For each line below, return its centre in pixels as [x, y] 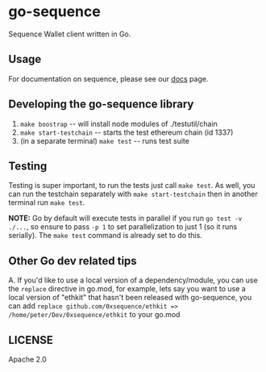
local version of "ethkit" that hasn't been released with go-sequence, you [130, 298]
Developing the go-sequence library [101, 104]
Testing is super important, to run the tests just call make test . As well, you [132, 186]
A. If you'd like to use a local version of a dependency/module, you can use [133, 280]
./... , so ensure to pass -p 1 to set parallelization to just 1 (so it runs [123, 227]
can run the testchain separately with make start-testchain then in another [133, 194]
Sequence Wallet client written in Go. [70, 34]
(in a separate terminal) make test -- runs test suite [104, 140]
